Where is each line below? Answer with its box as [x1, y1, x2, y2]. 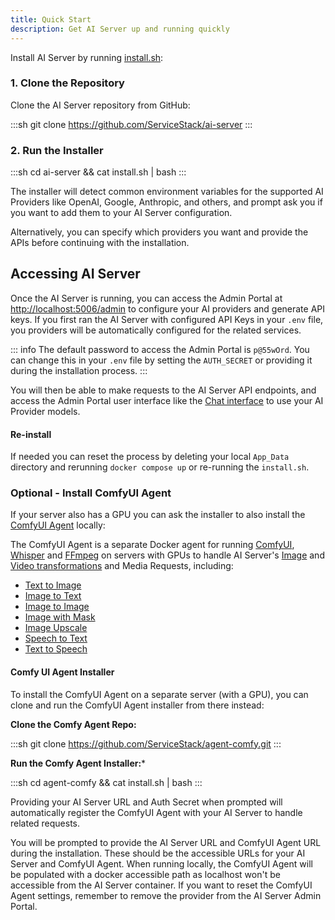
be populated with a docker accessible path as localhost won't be [10, 868, 281, 880]
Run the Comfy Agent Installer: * [10, 757, 147, 769]
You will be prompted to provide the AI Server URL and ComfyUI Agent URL [10, 836, 322, 848]
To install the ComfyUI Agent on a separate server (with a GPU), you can [10, 688, 309, 700]
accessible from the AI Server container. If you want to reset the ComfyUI [10, 879, 313, 891]
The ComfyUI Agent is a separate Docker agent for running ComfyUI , [10, 539, 295, 551]
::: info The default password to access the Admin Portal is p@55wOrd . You [10, 343, 310, 355]
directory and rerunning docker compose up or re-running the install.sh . [10, 461, 310, 473]
